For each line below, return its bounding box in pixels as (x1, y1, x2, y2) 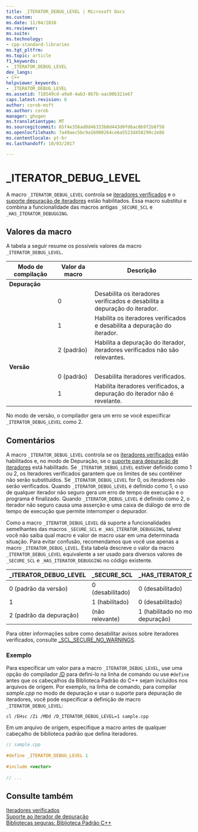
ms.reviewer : (6, 25, 38, 31)
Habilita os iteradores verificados (94, 314, 186, 322)
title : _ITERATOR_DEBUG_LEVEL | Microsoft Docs (6, 8, 126, 15)
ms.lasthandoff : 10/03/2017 (6, 140, 75, 147)
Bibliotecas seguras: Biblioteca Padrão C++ (6, 820, 112, 827)
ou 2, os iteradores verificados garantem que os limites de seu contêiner (6, 470, 183, 477)
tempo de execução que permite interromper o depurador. (6, 508, 148, 515)
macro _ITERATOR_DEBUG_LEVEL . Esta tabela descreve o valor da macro (6, 545, 175, 552)
